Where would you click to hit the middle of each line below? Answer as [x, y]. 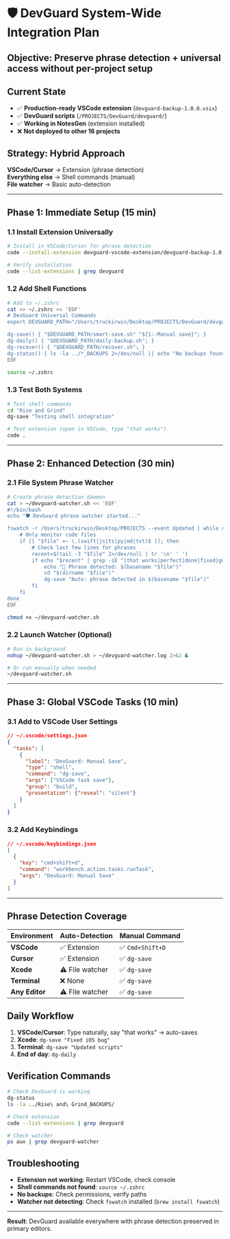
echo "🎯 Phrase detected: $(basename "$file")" [113, 567]
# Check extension [33, 1117]
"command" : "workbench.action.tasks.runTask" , [87, 870]
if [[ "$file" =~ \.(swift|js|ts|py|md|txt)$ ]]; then [99, 541]
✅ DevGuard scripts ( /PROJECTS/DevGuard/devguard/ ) [92, 116]
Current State [37, 91]
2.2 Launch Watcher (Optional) [60, 635]
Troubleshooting [43, 1163]
